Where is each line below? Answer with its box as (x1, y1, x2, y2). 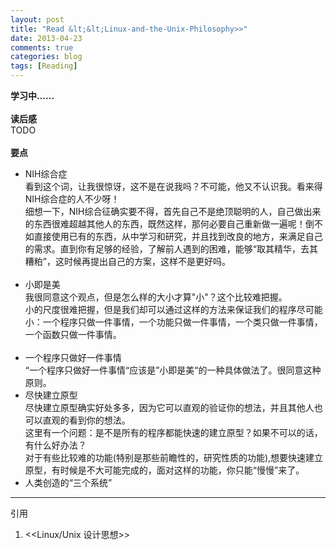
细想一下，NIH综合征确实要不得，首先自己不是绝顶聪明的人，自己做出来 (24, 206, 322, 217)
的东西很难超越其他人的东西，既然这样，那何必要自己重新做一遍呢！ (24, 218, 306, 230)
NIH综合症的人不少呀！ (24, 193, 120, 205)
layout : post (10, 14, 65, 25)
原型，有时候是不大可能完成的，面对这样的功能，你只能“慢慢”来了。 (24, 464, 305, 476)
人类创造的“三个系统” (24, 477, 113, 488)
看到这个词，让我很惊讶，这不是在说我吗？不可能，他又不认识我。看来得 (24, 181, 323, 192)
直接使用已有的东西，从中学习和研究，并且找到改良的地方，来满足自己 (33, 231, 323, 242)
